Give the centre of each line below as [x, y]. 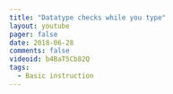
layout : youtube [39, 26]
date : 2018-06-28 [42, 43]
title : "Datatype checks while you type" [88, 17]
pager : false [34, 34]
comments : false [39, 51]
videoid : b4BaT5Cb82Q [50, 59]
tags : [19, 68]
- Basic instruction [56, 76]
